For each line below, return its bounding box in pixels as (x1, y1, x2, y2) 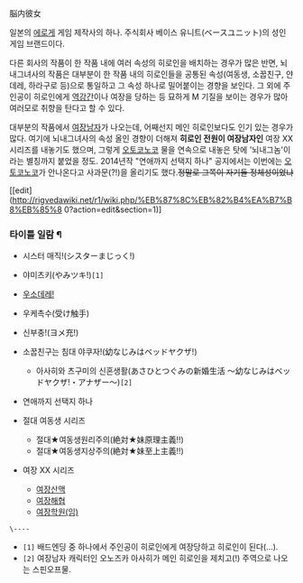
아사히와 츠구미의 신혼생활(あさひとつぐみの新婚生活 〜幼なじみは (35, 366, 275, 376)
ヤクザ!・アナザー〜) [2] (43, 377, 133, 388)
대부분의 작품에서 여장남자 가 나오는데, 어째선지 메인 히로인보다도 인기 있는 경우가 (9, 122, 294, 133)
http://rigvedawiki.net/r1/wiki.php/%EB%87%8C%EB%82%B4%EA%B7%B (12, 195, 293, 205)
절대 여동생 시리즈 (22, 415, 86, 426)
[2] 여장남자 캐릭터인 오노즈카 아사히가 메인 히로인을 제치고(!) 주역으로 (22, 553, 272, 564)
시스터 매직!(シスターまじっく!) (22, 251, 135, 262)
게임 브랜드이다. (9, 39, 66, 49)
